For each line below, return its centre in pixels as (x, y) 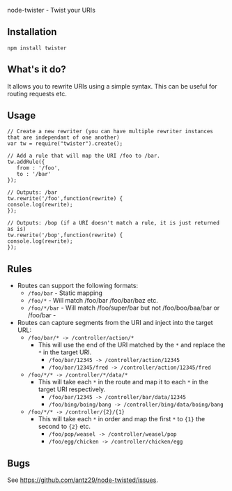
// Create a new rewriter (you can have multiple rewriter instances (110, 132)
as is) (17, 229)
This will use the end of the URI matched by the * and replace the (132, 345)
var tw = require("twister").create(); (65, 144)
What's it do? (37, 69)
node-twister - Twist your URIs (52, 10)
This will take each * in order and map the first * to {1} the (122, 419)
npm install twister (37, 48)
